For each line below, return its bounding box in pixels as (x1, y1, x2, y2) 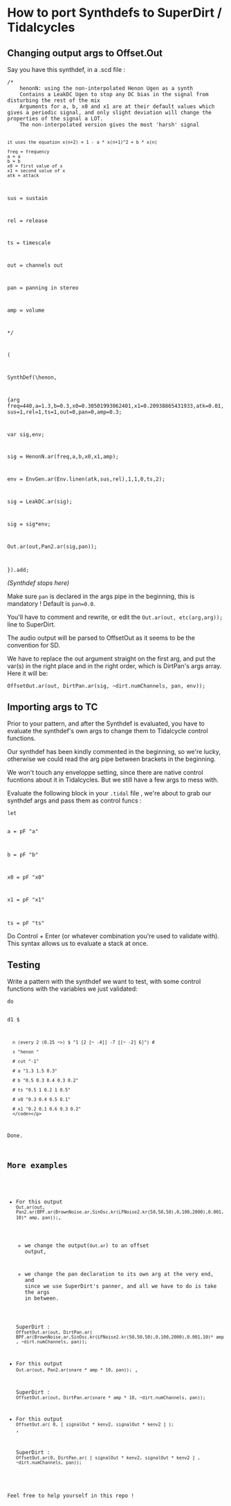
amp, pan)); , (28, 1214, 62, 1221)
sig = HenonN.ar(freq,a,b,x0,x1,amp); (7, 454, 119, 460)
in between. (24, 1295, 59, 1302)
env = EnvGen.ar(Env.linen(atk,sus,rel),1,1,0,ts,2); (7, 476, 166, 483)
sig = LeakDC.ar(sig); (7, 499, 73, 505)
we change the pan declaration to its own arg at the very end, (24, 1271, 214, 1278)
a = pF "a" (7, 828, 39, 835)
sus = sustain (7, 195, 48, 201)
